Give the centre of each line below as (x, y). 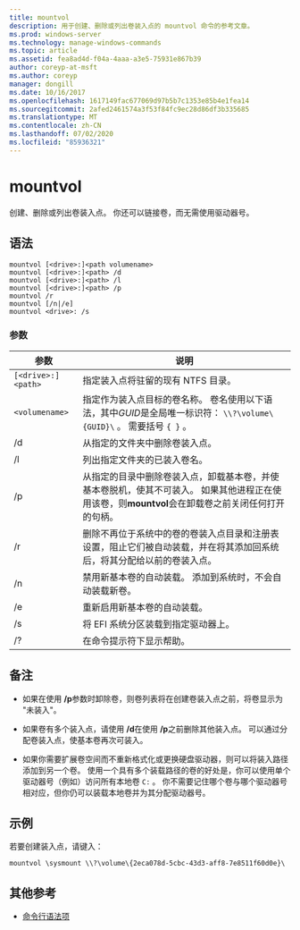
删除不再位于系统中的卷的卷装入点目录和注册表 (181, 533)
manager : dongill (42, 84)
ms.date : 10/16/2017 (48, 92)
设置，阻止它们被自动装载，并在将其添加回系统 (181, 546)
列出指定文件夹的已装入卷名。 (145, 460)
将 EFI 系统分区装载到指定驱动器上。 (158, 624)
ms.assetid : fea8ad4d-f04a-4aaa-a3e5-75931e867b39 (105, 59)
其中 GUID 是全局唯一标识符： (161, 412)
